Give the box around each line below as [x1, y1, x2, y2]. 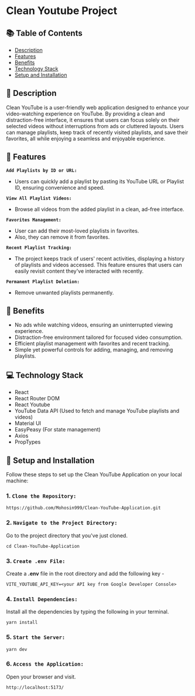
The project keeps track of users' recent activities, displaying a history [14, 255, 185, 262]
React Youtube [14, 401, 50, 408]
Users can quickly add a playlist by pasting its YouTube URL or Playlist [14, 177, 184, 185]
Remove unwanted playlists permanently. [14, 289, 114, 296]
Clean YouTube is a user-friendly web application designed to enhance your [6, 104, 189, 111]
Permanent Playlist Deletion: [6, 279, 80, 284]
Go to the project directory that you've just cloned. [6, 532, 128, 539]
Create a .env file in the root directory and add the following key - [6, 570, 165, 577]
